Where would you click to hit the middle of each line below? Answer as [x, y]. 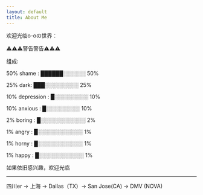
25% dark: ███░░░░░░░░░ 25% [49, 85]
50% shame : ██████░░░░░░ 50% [53, 73]
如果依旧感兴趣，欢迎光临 [38, 167]
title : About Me [27, 18]
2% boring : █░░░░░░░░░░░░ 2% [51, 120]
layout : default [27, 12]
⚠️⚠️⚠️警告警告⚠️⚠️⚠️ [33, 48]
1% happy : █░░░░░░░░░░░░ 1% [50, 155]
